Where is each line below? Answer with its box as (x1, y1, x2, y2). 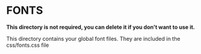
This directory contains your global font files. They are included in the (6, 35, 180, 42)
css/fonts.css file (6, 41, 49, 49)
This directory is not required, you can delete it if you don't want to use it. (6, 23, 196, 31)
